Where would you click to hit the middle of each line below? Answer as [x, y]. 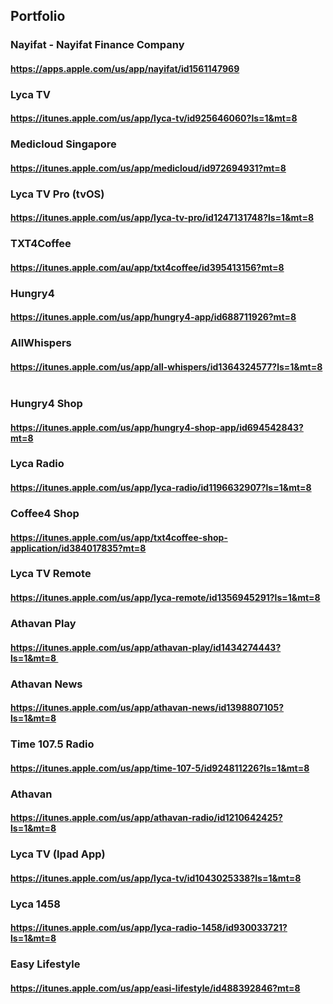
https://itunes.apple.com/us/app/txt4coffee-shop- [119, 537]
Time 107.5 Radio [52, 744]
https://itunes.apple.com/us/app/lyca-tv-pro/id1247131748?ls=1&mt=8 [162, 218]
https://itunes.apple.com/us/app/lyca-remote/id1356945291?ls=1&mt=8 [165, 598]
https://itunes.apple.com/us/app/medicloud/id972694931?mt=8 [148, 168]
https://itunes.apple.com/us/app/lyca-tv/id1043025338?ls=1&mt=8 [156, 878]
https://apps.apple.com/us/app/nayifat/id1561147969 [125, 68]
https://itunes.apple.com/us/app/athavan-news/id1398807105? [147, 708]
